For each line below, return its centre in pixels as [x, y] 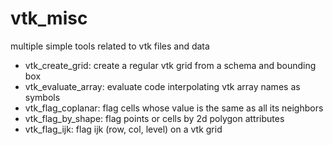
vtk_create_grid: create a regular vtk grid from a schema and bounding [170, 65]
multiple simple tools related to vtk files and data [110, 46]
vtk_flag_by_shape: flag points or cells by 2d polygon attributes [154, 118]
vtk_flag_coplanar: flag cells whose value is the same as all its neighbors [174, 108]
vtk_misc [49, 18]
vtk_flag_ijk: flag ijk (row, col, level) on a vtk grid [123, 129]
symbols [42, 97]
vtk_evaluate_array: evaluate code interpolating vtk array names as [162, 86]
